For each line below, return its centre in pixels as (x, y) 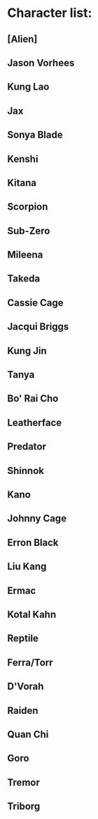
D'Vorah (26, 687)
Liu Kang (27, 567)
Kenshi (23, 159)
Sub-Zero (29, 231)
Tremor (23, 782)
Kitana (22, 182)
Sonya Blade (35, 135)
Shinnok (26, 471)
